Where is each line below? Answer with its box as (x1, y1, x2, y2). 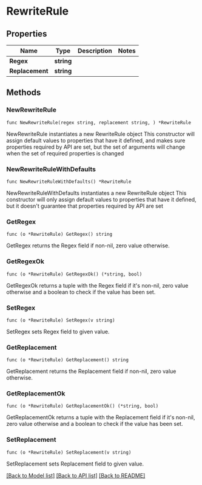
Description (78, 47, 112, 55)
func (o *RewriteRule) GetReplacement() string (6, 357, 129, 363)
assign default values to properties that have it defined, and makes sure (6, 136, 186, 144)
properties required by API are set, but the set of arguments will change (6, 143, 186, 150)
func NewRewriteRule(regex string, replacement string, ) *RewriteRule (6, 119, 191, 126)
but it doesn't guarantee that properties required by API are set (6, 202, 164, 210)
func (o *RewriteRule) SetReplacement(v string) (6, 449, 132, 455)
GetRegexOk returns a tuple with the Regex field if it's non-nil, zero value (6, 281, 189, 289)
